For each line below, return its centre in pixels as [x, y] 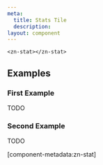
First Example [31, 93]
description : [32, 26]
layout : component [34, 33]
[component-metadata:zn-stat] [51, 155]
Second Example [36, 125]
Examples [29, 73]
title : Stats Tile [40, 20]
